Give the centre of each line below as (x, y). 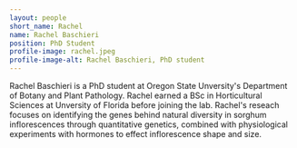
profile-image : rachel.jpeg (63, 52)
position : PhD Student (52, 43)
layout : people (38, 18)
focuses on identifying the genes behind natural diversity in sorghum (138, 115)
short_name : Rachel (46, 26)
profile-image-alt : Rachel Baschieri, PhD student (107, 60)
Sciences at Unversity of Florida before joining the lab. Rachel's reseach (144, 105)
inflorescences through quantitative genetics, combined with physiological (149, 124)
